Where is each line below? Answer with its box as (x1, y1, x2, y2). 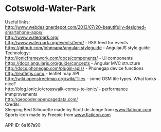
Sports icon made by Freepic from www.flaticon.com (5, 112, 111, 117)
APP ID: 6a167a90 (5, 122, 41, 128)
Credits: (5, 101, 21, 107)
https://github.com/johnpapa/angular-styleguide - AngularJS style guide (5, 45, 150, 50)
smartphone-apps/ (5, 29, 43, 35)
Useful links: (5, 19, 30, 25)
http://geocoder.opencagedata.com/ (5, 96, 78, 102)
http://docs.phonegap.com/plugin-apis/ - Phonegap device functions (5, 65, 144, 71)
